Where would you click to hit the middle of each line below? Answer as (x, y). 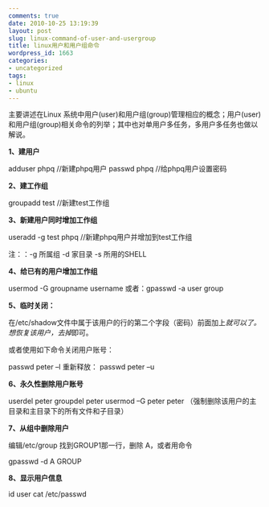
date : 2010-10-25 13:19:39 (53, 23)
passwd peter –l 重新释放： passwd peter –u (82, 367)
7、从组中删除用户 (39, 428)
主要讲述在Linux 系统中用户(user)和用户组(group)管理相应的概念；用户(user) (135, 114)
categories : (28, 61)
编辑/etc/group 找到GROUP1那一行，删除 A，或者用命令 (100, 445)
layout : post (30, 31)
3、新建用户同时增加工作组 (53, 220)
